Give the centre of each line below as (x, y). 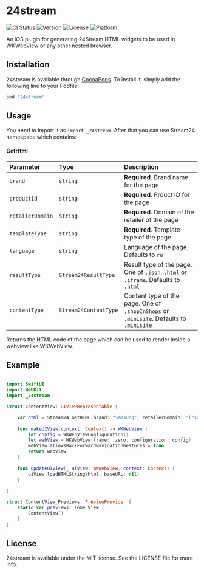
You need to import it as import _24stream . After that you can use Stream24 (101, 131)
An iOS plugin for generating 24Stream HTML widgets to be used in (91, 39)
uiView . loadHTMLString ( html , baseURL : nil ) (84, 474)
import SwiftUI (25, 384)
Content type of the (152, 295)
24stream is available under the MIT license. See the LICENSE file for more (100, 558)
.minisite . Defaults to (155, 318)
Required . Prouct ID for (157, 194)
